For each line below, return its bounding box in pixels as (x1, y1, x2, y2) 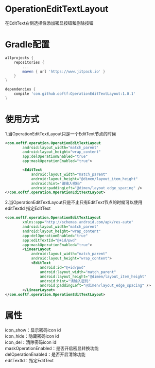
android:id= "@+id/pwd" (39, 265, 86, 270)
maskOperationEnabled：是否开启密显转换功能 (5, 346, 99, 351)
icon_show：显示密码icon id (5, 327, 61, 333)
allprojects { (5, 55, 34, 60)
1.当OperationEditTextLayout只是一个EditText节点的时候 (5, 130, 116, 137)
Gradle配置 (5, 39, 50, 50)
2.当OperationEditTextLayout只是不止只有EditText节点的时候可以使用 (5, 200, 142, 205)
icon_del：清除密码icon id (5, 339, 57, 345)
